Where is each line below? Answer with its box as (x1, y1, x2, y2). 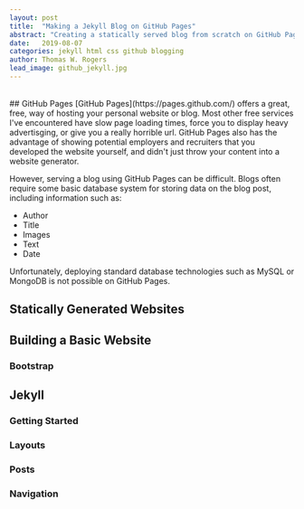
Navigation (9, 487, 59, 500)
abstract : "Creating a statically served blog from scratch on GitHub (9, 30, 281, 39)
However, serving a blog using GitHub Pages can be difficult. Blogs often (9, 173, 281, 184)
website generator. (9, 156, 80, 166)
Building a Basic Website (9, 332, 152, 348)
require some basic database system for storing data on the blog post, (9, 183, 271, 193)
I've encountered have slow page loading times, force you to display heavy (9, 117, 289, 127)
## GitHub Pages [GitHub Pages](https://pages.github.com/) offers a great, (9, 98, 290, 108)
